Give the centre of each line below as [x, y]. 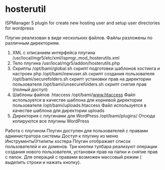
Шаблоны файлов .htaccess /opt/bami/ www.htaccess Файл [74, 95]
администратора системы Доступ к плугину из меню [62, 136]
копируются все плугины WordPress [51, 121]
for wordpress [20, 28]
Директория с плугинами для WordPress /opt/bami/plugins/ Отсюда [83, 115]
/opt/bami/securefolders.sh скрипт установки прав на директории [82, 79]
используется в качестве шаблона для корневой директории [77, 100]
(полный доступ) [30, 89]
